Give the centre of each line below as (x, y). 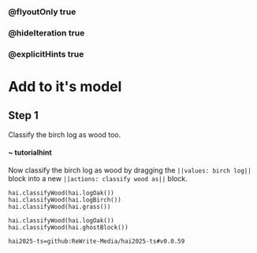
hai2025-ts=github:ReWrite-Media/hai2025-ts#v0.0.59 (97, 241)
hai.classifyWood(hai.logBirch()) (65, 199)
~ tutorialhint (30, 153)
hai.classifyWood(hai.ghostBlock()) (68, 227)
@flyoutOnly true (42, 12)
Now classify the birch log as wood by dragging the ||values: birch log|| (130, 170)
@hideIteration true (47, 32)
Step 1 (24, 115)
